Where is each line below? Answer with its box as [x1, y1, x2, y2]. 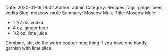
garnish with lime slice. [5, 45, 53, 51]
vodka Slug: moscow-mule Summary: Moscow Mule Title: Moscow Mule [5, 10, 155, 16]
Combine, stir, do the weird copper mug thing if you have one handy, [5, 40, 148, 46]
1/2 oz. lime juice [12, 30, 48, 36]
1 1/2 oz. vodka [12, 20, 44, 25]
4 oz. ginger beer [12, 25, 49, 31]
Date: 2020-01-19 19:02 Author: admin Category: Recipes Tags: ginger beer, [5, 5, 163, 10]
